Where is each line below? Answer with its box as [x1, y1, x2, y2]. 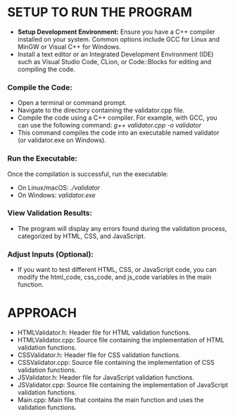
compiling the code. [17, 65, 76, 73]
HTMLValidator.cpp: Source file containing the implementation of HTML [17, 336, 225, 344]
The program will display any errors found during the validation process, [17, 224, 227, 232]
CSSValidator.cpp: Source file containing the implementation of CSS [17, 359, 215, 367]
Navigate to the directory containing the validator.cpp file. [17, 106, 185, 115]
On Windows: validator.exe [17, 191, 96, 199]
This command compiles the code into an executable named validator [17, 128, 220, 137]
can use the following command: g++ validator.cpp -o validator [17, 121, 202, 130]
